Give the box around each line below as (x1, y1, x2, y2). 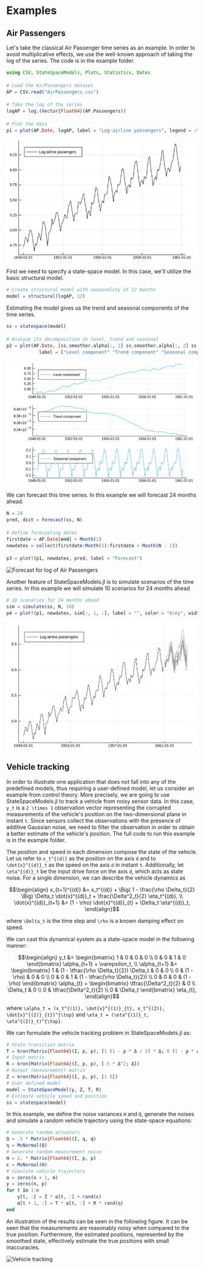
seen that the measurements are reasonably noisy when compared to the (6, 1224, 189, 1231)
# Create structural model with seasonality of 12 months (6, 287, 156, 293)
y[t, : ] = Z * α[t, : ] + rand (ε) (17, 1194, 102, 1200)
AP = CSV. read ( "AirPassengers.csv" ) (6, 89, 99, 95)
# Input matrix (6, 1054, 45, 1061)
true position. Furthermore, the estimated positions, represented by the (6, 1231, 184, 1238)
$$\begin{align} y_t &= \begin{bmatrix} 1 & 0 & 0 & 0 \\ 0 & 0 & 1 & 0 (18, 953, 186, 961)
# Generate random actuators (6, 1129, 80, 1136)
